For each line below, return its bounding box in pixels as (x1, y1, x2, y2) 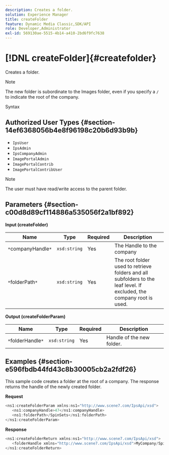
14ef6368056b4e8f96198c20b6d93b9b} (5, 126, 138, 135)
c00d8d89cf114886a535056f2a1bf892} (5, 208, 134, 217)
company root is (114, 294, 153, 301)
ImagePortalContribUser (12, 167, 63, 172)
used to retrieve (114, 263, 152, 270)
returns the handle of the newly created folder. (5, 384, 102, 390)
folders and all (114, 269, 148, 276)
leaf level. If (114, 281, 142, 288)
